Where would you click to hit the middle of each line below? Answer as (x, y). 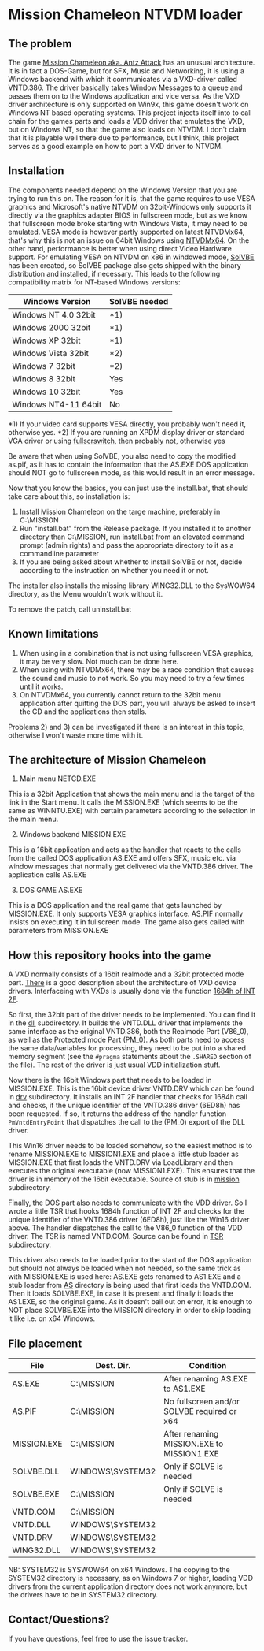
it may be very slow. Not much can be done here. (99, 661)
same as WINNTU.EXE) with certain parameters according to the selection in (132, 811)
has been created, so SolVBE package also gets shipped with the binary (125, 265)
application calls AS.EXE (48, 875)
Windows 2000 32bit (51, 327)
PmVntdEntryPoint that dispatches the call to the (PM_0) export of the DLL (127, 1122)
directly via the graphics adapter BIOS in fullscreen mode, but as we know (128, 215)
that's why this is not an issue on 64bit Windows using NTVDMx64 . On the (129, 240)
